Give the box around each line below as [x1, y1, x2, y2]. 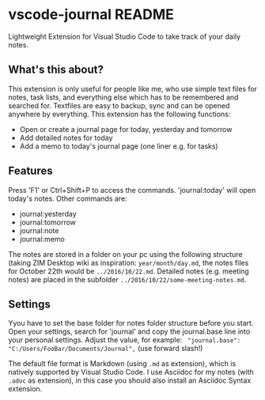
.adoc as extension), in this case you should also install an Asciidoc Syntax [8, 375, 252, 385]
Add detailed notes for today [19, 133, 113, 142]
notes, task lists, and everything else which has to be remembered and [8, 92, 239, 102]
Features [8, 164, 53, 178]
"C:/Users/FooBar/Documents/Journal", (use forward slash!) [8, 344, 203, 353]
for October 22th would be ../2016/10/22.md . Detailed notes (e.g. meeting [8, 266, 249, 276]
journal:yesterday [19, 209, 77, 218]
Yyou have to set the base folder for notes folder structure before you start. [8, 319, 254, 328]
